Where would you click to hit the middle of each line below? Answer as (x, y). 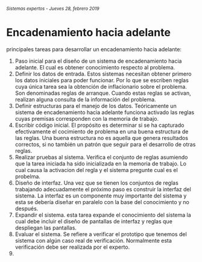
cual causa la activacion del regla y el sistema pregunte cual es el (96, 170)
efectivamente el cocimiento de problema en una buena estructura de (102, 131)
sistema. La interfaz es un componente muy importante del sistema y (101, 196)
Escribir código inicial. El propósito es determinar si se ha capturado (99, 125)
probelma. (28, 176)
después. (27, 208)
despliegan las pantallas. (46, 228)
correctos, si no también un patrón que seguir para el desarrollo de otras (105, 144)
